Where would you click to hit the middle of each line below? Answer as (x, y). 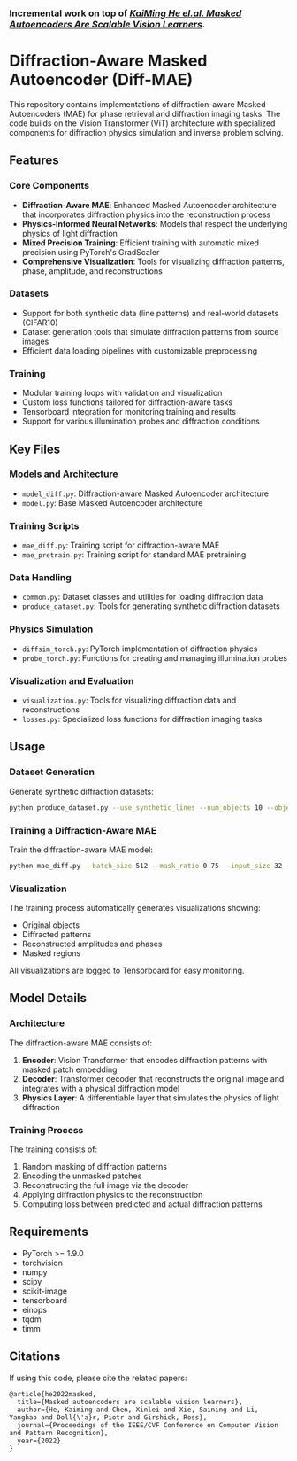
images (35, 341)
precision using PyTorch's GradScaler (91, 252)
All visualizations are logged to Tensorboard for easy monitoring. (127, 971)
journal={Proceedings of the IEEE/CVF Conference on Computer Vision (148, 1425)
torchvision (42, 1263)
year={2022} (39, 1441)
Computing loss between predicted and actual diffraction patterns (142, 1204)
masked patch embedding (69, 1069)
